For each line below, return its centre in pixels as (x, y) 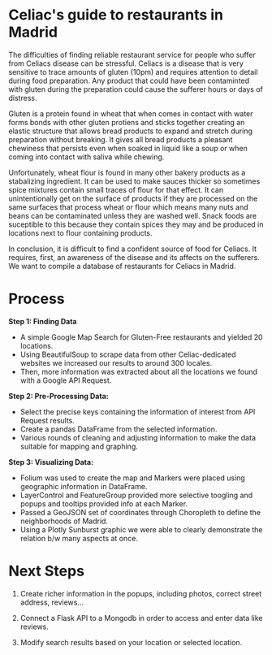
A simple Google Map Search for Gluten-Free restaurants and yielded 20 (141, 337)
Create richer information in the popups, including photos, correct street (141, 593)
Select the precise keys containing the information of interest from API (138, 411)
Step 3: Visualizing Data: (51, 462)
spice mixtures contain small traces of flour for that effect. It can (116, 189)
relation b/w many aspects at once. (79, 538)
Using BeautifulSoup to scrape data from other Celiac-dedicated (128, 354)
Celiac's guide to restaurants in (116, 15)
